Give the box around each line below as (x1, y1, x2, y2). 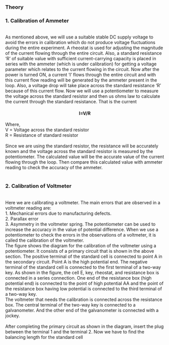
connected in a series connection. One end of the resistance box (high (5, 275, 152, 281)
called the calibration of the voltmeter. (5, 237, 84, 243)
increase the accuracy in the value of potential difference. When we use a (5, 226, 159, 233)
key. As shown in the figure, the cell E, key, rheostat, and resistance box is (5, 270, 159, 276)
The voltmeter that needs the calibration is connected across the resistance (5, 296, 162, 302)
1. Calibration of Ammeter (5, 17, 69, 24)
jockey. (5, 313, 20, 319)
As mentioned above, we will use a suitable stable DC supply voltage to (5, 34, 154, 40)
